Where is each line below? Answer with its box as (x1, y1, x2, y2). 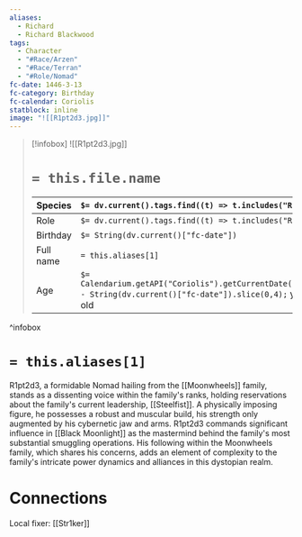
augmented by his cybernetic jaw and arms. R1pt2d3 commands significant (9, 418, 289, 429)
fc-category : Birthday (9, 88, 94, 97)
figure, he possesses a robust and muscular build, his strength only (9, 409, 259, 419)
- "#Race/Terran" (17, 64, 83, 73)
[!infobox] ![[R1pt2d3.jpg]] (31, 139, 128, 150)
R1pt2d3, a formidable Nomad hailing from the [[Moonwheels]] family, (9, 380, 268, 390)
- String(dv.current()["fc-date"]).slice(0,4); (80, 289, 288, 300)
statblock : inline (9, 105, 78, 114)
